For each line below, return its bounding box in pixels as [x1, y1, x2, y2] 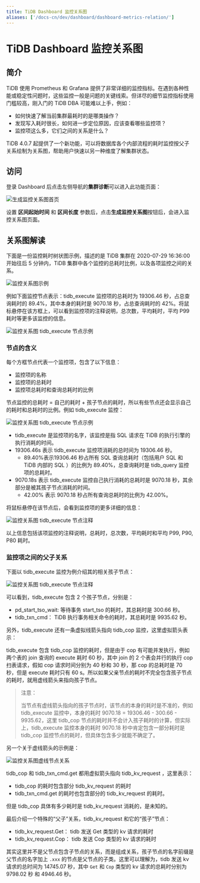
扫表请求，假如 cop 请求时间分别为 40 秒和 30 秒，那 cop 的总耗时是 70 [6, 661, 183, 669]
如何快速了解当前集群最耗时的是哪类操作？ [14, 112, 120, 119]
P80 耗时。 [6, 537, 34, 544]
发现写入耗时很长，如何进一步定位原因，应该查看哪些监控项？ [14, 119, 167, 127]
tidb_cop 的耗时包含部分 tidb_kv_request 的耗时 [14, 782, 132, 789]
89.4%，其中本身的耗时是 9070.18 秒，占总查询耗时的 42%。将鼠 [28, 300, 189, 307]
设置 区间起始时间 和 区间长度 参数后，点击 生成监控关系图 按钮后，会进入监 [6, 208, 189, 216]
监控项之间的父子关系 [6, 553, 67, 562]
